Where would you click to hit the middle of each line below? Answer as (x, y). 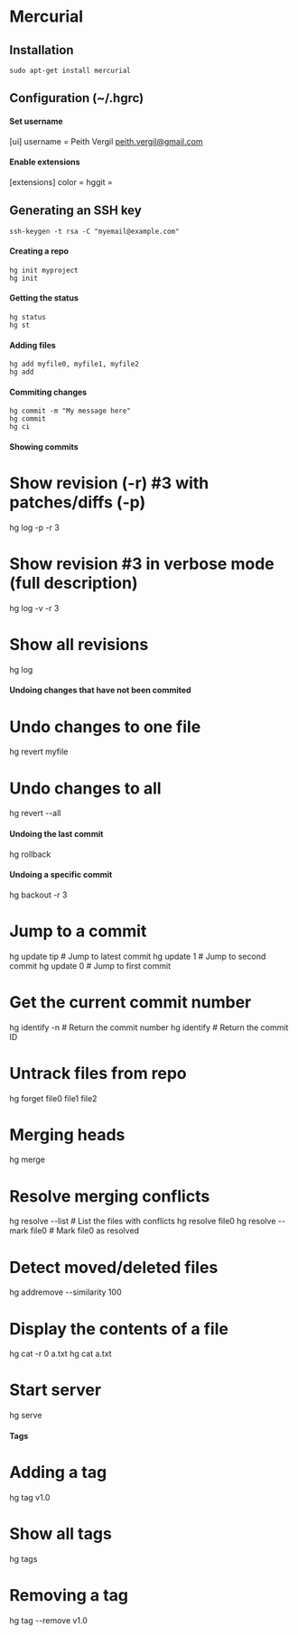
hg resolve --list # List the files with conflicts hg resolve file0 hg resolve (143, 1222)
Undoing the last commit (56, 833)
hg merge (28, 1160)
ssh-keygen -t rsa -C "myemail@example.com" (94, 231)
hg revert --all (35, 813)
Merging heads (67, 1134)
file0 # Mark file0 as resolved (85, 1231)
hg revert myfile (39, 752)
